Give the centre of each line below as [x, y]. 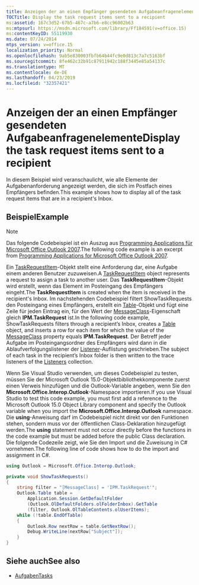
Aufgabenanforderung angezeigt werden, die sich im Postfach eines [89, 186]
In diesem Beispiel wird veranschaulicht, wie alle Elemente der [82, 179]
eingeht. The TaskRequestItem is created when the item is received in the [96, 292]
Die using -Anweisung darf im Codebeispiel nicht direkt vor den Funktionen [97, 417]
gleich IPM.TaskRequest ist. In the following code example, [78, 317]
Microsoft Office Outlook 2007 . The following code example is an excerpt [94, 249]
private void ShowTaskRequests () [47, 476]
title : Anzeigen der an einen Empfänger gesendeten [71, 12]
